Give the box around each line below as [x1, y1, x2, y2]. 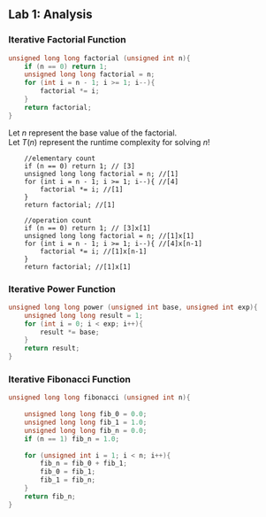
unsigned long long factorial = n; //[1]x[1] [24, 231, 195, 240]
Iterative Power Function [8, 282, 116, 295]
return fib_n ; [24, 491, 76, 501]
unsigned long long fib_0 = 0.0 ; [24, 410, 148, 419]
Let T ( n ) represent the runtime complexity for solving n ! [8, 136, 210, 147]
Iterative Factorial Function [8, 34, 126, 46]
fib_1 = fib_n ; [40, 475, 96, 485]
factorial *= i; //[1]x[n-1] [40, 247, 148, 256]
